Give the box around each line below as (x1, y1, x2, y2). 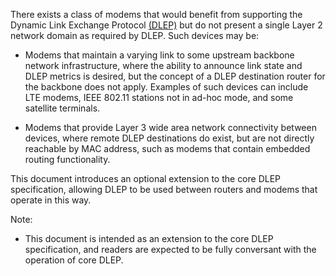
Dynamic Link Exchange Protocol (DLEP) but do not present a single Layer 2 (10, 19, 323, 31)
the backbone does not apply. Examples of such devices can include (24, 81, 309, 93)
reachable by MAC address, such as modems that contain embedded (24, 143, 311, 154)
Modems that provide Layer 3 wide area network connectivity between (24, 122, 317, 133)
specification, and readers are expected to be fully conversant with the (24, 244, 317, 255)
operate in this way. (10, 194, 92, 206)
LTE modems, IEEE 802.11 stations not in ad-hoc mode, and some (24, 92, 294, 103)
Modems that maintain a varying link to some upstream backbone (24, 49, 295, 61)
